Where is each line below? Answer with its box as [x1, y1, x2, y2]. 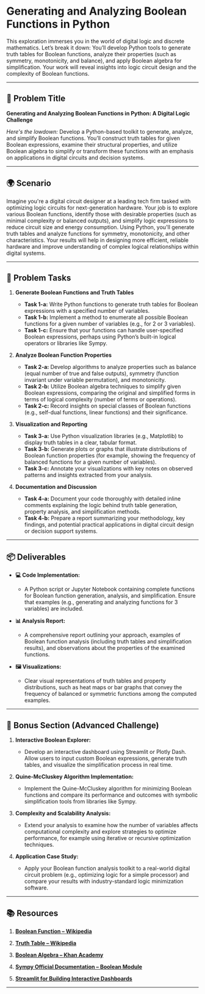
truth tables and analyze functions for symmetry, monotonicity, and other [6, 230, 190, 237]
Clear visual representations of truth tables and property [24, 677, 166, 685]
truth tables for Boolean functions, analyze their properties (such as [6, 50, 177, 57]
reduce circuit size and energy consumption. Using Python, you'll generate [6, 223, 195, 230]
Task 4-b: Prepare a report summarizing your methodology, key [24, 514, 185, 522]
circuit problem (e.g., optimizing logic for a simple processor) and [24, 871, 189, 878]
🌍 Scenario [6, 178, 52, 189]
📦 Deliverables [6, 552, 66, 562]
